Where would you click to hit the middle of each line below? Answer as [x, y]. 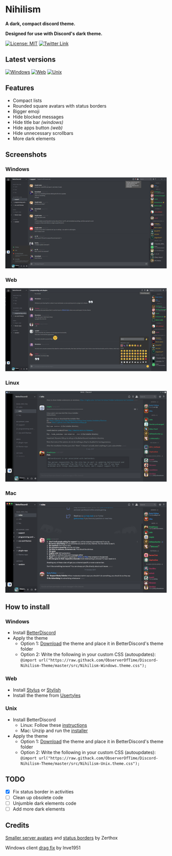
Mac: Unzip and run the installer [54, 730]
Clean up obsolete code [38, 797]
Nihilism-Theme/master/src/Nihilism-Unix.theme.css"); [80, 764]
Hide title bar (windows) [38, 122]
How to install [28, 607]
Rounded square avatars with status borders [59, 106]
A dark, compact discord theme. [40, 24]
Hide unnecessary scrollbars [43, 133]
